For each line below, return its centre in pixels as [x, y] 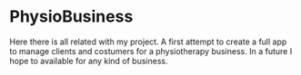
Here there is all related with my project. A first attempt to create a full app [148, 42]
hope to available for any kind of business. [89, 61]
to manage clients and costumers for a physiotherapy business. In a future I [151, 51]
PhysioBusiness [71, 17]
